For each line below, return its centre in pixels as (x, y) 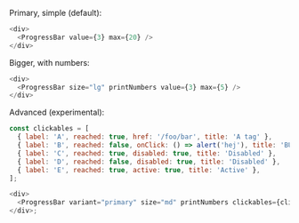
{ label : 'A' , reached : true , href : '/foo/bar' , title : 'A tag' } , (145, 137)
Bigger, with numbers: (50, 62)
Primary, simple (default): (56, 13)
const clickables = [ (49, 129)
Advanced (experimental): (57, 112)
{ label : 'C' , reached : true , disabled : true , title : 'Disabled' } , (147, 153)
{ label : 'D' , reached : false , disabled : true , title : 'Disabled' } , (149, 162)
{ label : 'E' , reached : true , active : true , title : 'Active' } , (139, 170)
